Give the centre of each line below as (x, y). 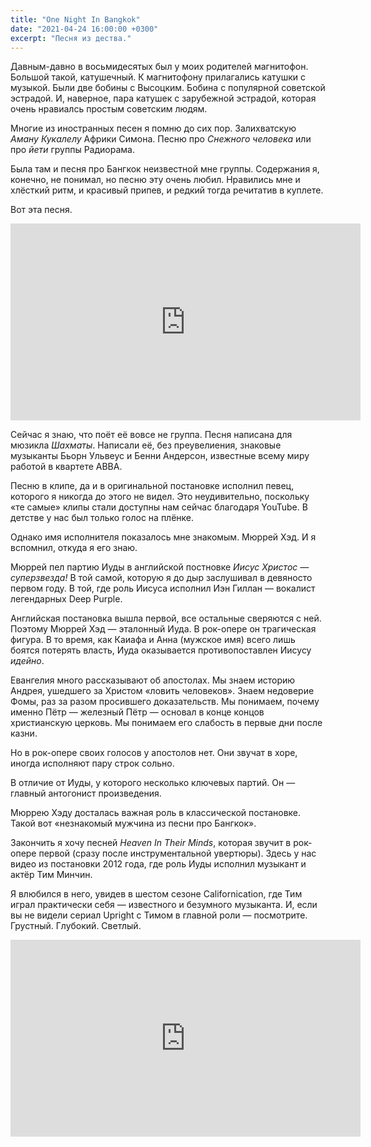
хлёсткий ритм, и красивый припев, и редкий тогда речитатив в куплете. (167, 190)
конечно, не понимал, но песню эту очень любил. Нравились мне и (155, 180)
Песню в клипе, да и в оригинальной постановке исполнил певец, (152, 486)
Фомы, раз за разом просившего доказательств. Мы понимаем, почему (165, 702)
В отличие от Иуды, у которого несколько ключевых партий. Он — (153, 783)
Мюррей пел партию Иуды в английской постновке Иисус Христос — (160, 567)
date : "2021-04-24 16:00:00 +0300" (84, 29)
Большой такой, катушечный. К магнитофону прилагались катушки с (158, 77)
